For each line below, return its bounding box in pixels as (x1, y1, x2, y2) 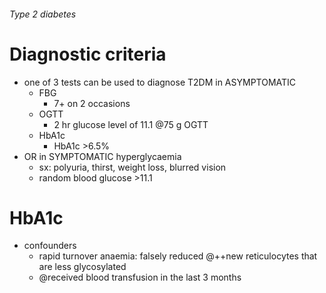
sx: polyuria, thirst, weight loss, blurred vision (38, 161, 227, 173)
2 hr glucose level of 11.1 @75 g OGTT (53, 118, 209, 130)
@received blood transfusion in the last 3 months (38, 271, 242, 284)
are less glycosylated (38, 261, 127, 273)
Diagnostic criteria (9, 43, 167, 65)
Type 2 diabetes (9, 8, 77, 20)
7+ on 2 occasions (53, 97, 131, 109)
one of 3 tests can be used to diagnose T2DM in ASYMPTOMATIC (23, 76, 297, 88)
